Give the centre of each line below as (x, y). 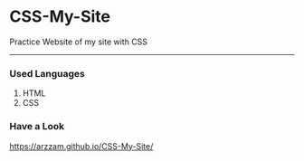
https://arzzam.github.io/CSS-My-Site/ (81, 146)
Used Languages (47, 73)
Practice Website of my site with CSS (78, 42)
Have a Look (37, 127)
